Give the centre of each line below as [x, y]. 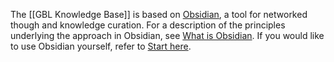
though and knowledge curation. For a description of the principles [148, 25]
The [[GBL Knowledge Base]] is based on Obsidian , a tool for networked [159, 14]
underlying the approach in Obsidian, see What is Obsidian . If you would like [167, 35]
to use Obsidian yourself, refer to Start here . [101, 46]
